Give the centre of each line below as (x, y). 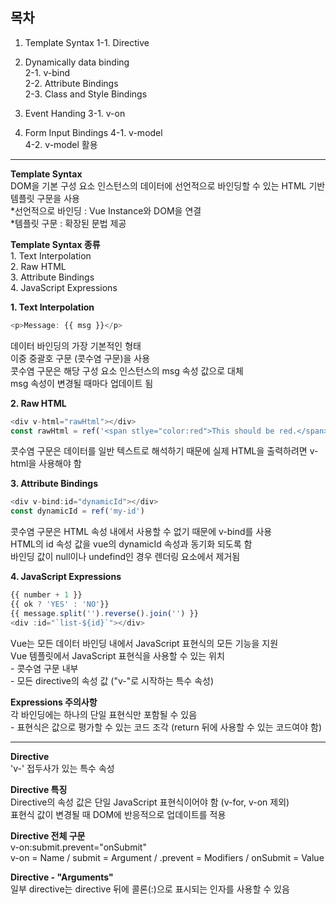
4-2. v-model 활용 (61, 144)
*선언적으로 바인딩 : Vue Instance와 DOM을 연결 (106, 210)
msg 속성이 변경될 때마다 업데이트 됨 (82, 383)
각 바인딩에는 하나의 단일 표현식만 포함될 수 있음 (104, 714)
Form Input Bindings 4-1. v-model (93, 132)
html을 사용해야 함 (46, 464)
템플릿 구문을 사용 (45, 198)
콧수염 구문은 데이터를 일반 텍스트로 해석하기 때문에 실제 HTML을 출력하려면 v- (164, 451)
